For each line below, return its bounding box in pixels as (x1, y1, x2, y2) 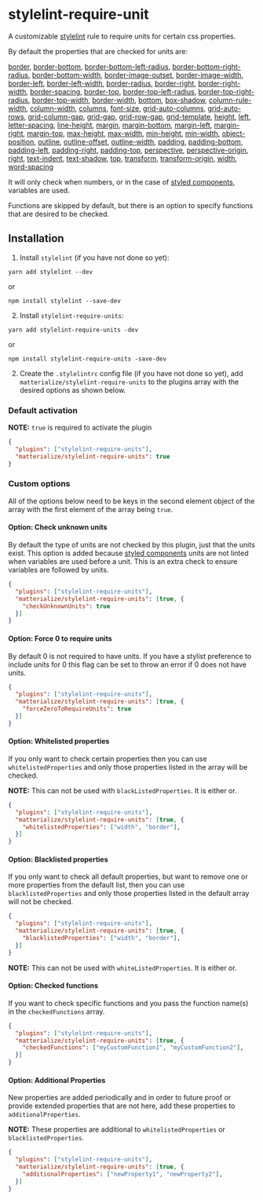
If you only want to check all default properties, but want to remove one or (8, 872, 249, 881)
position (8, 137, 35, 146)
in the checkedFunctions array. (8, 1007, 105, 1016)
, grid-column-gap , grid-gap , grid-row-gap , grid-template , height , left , (24, 112, 251, 121)
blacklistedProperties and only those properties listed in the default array (8, 889, 250, 898)
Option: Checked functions (8, 981, 99, 990)
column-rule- (209, 95, 252, 104)
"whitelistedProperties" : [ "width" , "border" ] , (22, 823, 181, 831)
